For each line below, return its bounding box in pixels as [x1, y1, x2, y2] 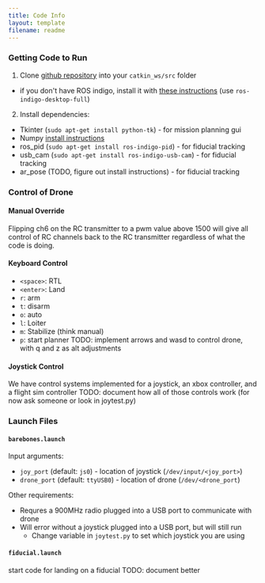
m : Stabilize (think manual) [19, 327, 104, 336]
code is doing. [8, 240, 55, 250]
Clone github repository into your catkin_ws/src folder [19, 70, 197, 80]
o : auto [19, 310, 42, 319]
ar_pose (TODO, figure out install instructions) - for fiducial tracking [19, 167, 240, 176]
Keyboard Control [8, 259, 68, 268]
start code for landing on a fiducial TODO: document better [8, 565, 200, 574]
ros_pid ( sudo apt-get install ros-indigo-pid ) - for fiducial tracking [19, 142, 246, 151]
